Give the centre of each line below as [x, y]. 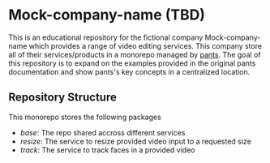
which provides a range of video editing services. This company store [145, 45]
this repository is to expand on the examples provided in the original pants [132, 63]
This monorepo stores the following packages [85, 117]
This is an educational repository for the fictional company [106, 37]
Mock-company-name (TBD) [107, 15]
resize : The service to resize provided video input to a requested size [135, 141]
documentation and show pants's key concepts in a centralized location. [129, 71]
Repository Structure [63, 98]
